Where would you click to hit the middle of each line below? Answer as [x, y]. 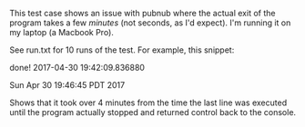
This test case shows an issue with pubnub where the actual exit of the [142, 13]
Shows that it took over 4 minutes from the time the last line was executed [148, 103]
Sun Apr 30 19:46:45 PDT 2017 [67, 85]
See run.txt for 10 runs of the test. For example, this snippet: [122, 50]
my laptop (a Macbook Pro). [61, 32]
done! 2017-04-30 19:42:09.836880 [77, 68]
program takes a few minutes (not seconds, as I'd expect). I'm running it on [150, 23]
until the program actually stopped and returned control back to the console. [153, 112]
